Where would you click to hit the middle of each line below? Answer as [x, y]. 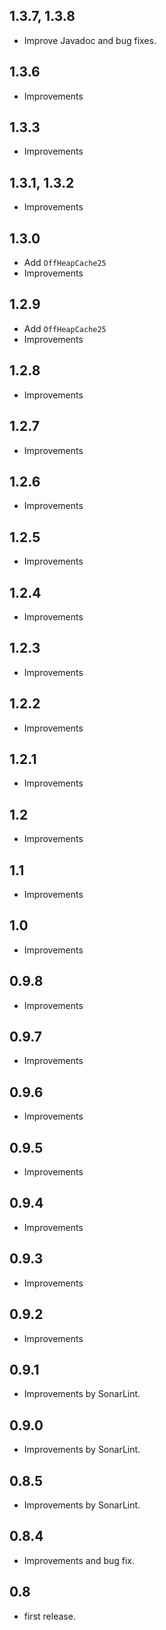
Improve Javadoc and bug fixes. [90, 40]
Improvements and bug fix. [79, 1560]
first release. [49, 1616]
